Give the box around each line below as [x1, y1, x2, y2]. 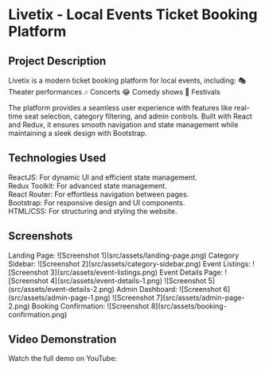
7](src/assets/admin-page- [156, 293, 245, 302]
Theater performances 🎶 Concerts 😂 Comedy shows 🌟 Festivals [8, 87, 220, 96]
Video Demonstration [8, 332, 117, 347]
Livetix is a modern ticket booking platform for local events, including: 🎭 [8, 76, 247, 85]
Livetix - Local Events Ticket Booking [8, 6, 258, 24]
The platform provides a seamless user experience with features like [8, 103, 233, 112]
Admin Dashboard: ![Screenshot [116, 284, 222, 293]
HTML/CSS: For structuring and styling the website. [8, 206, 177, 216]
